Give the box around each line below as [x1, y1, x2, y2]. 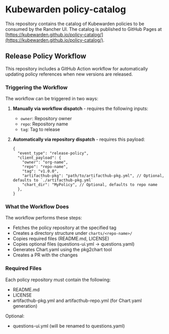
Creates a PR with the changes [12, 252, 78, 258]
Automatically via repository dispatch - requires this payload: [12, 136, 145, 142]
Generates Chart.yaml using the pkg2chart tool [12, 247, 112, 253]
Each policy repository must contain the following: [5, 276, 111, 283]
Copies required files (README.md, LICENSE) [12, 235, 110, 242]
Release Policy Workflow [5, 52, 87, 61]
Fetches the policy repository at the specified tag [12, 225, 117, 231]
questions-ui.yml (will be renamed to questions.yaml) [12, 323, 125, 329]
